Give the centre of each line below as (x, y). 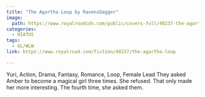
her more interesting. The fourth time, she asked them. (75, 87)
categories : (21, 29)
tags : (13, 40)
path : (19, 23)
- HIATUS (23, 35)
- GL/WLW (23, 46)
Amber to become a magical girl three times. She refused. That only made (99, 81)
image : (15, 18)
